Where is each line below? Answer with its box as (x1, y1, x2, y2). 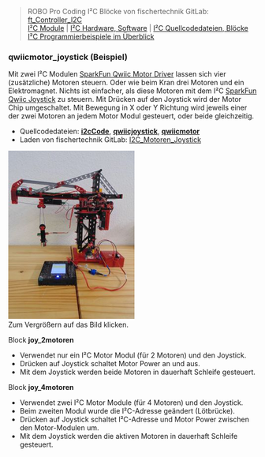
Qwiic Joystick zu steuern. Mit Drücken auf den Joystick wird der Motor (8, 95, 242, 104)
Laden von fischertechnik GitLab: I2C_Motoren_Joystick (19, 135, 202, 144)
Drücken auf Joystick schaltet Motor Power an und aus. (19, 359, 201, 369)
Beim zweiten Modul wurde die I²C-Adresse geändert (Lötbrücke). (19, 406, 235, 416)
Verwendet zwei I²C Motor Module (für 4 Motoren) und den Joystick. (19, 398, 244, 407)
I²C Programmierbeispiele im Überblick (27, 32, 155, 41)
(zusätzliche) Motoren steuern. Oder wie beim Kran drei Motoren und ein (8, 78, 244, 88)
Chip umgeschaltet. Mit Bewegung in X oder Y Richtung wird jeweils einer (8, 103, 248, 113)
